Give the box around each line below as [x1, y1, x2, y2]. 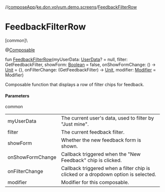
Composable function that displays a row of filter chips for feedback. [5, 81, 144, 87]
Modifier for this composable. [61, 179, 129, 186]
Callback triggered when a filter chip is [61, 165, 151, 172]
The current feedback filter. [61, 129, 125, 136]
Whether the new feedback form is [61, 137, 141, 144]
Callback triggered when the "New [61, 151, 141, 158]
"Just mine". [61, 121, 89, 128]
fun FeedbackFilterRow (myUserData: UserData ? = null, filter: [5, 56, 128, 62]
